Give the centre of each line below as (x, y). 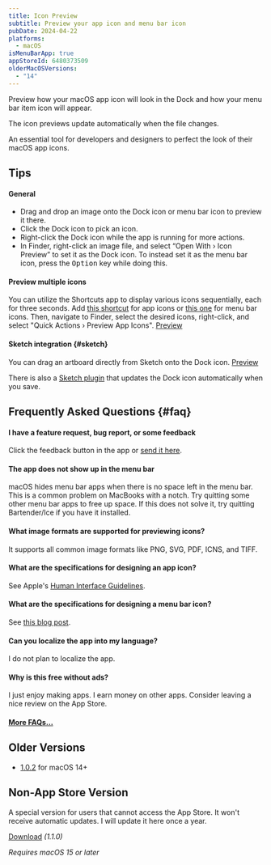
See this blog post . (40, 622)
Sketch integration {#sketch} (58, 344)
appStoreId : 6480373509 (49, 61)
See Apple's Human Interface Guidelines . (77, 585)
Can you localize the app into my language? (83, 641)
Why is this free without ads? (59, 677)
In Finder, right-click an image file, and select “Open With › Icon (126, 246)
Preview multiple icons (47, 282)
